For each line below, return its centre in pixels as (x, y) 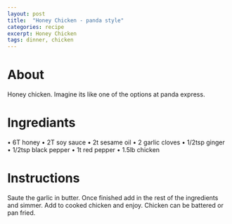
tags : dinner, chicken (40, 40)
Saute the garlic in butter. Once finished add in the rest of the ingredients (113, 197)
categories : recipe (36, 27)
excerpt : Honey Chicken (42, 33)
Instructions (44, 179)
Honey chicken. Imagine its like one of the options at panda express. (106, 94)
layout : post (26, 14)
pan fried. (21, 213)
